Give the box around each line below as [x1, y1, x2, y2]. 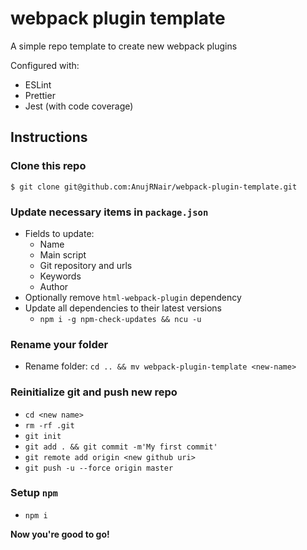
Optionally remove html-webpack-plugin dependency [24, 291, 242, 303]
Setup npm [10, 486, 58, 500]
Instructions [10, 129, 88, 146]
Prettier [24, 89, 56, 101]
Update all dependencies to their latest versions [24, 302, 222, 314]
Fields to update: [24, 227, 95, 239]
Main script [39, 248, 87, 261]
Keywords [39, 270, 82, 282]
